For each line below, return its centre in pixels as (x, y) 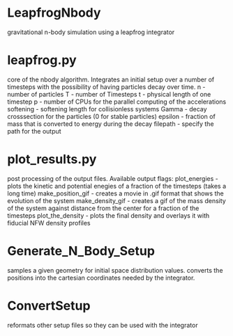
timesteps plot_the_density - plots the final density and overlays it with (108, 215)
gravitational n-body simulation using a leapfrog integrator (91, 32)
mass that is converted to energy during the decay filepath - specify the (111, 124)
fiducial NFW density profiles (49, 223)
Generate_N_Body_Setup (81, 251)
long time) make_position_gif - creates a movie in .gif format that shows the (116, 193)
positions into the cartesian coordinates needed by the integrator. (101, 278)
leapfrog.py (42, 60)
